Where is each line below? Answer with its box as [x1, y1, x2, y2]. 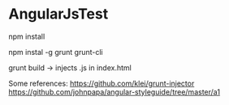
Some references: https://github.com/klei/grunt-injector [8, 78, 195, 88]
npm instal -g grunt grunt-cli [8, 47, 103, 57]
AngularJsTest [8, 5, 109, 23]
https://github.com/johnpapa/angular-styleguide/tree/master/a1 [8, 86, 221, 97]
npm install [8, 31, 45, 41]
